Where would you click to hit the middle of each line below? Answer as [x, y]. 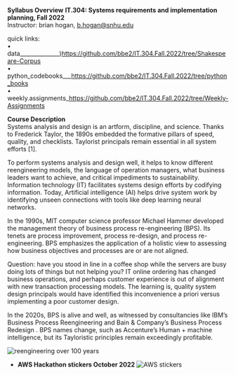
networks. [22, 207]
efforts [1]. [22, 149]
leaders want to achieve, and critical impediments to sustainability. [104, 177]
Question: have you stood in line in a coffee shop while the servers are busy [117, 264]
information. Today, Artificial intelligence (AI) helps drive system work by [112, 192]
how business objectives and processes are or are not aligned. [98, 251]
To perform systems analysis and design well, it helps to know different [110, 163]
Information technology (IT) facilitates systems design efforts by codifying [114, 185]
